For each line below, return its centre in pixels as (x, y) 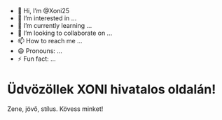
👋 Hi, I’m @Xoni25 (43, 11)
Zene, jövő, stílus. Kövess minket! (55, 109)
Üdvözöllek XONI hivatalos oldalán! (112, 90)
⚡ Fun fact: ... (36, 59)
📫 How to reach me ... (50, 41)
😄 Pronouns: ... (40, 51)
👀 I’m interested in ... (47, 18)
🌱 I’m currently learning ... (55, 25)
